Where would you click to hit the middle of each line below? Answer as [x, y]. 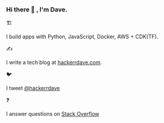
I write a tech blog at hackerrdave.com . [54, 63]
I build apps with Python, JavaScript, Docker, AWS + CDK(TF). [82, 37]
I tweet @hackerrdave [33, 88]
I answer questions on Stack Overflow [53, 114]
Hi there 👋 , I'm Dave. [37, 10]
